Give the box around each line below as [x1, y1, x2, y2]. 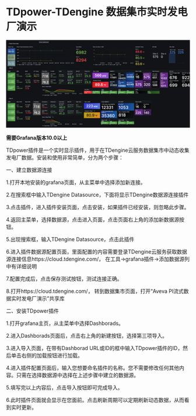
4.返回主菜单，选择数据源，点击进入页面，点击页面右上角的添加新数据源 [6, 216, 180, 223]
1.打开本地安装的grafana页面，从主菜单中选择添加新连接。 [6, 179, 146, 186]
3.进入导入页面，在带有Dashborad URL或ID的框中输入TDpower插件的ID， [6, 345, 183, 352]
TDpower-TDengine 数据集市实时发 [6, 5, 178, 19]
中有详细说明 [6, 263, 37, 270]
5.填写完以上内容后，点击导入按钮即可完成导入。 [6, 384, 123, 391]
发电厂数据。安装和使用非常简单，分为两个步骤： [6, 154, 124, 161]
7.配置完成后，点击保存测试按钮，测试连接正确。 [6, 275, 123, 282]
